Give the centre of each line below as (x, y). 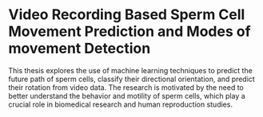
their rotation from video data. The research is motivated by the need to (126, 87)
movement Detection (80, 49)
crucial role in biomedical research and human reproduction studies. (121, 104)
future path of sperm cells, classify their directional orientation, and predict (132, 79)
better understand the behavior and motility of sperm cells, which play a (127, 96)
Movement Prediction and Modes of (130, 31)
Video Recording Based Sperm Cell (127, 15)
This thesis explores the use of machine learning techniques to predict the (131, 70)
